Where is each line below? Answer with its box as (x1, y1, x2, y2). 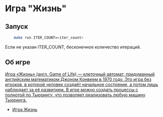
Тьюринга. (5, 97, 27, 103)
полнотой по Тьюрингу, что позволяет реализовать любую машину (5, 92, 146, 97)
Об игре (5, 58, 31, 66)
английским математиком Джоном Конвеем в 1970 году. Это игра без (5, 76, 152, 82)
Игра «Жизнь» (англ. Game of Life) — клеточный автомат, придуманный (5, 71, 155, 77)
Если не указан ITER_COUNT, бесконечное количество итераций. (5, 44, 141, 50)
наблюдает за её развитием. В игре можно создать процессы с (5, 86, 139, 93)
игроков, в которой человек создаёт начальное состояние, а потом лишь (5, 81, 158, 87)
